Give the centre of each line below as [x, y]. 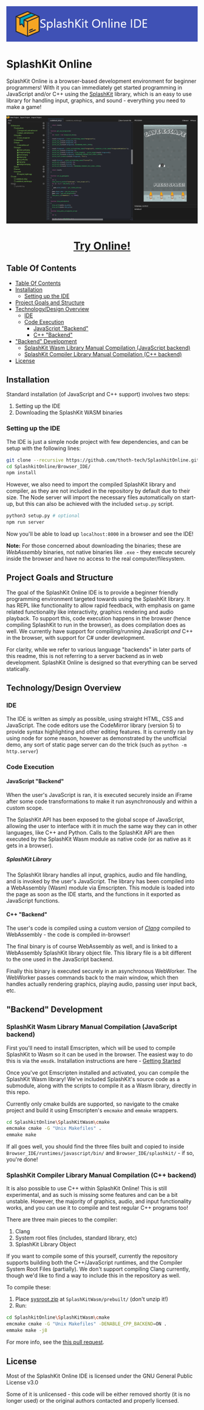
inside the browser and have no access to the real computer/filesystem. [96, 559]
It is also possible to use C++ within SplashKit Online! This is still [87, 1188]
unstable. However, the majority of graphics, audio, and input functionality [99, 1201]
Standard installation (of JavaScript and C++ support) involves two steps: [98, 395]
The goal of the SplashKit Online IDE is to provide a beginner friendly [92, 592]
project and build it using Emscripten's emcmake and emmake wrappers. [92, 1110]
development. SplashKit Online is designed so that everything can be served [102, 662]
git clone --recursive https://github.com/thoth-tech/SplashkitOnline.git [103, 460]
